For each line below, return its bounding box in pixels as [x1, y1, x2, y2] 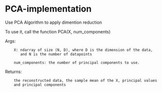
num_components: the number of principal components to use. [14, 60, 140, 65]
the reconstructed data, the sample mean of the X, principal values [14, 78, 158, 83]
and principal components [14, 82, 66, 87]
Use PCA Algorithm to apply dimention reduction [5, 19, 102, 25]
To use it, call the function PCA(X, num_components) [5, 29, 111, 34]
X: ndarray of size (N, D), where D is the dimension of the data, [14, 47, 153, 52]
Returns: [5, 69, 22, 75]
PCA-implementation [5, 3, 92, 15]
